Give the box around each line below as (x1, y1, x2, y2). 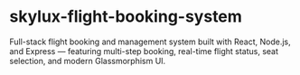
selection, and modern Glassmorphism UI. (9, 55, 166, 66)
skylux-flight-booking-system (9, 6, 242, 27)
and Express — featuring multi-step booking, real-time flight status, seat (9, 45, 278, 56)
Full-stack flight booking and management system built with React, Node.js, (9, 36, 291, 47)
